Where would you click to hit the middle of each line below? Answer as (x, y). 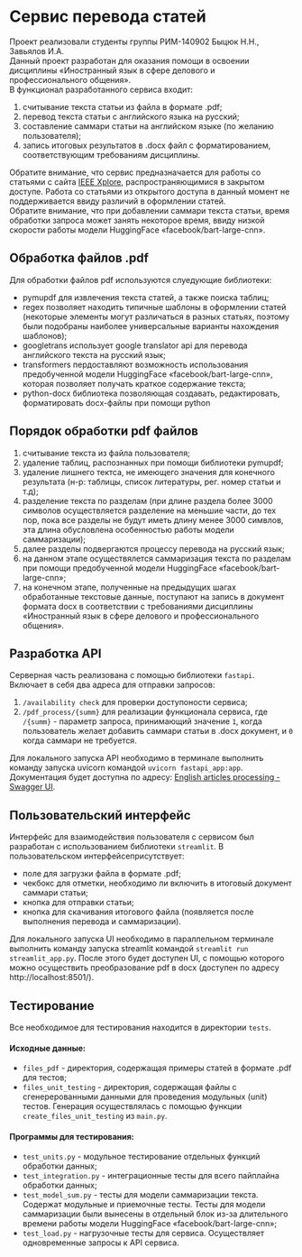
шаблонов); (45, 335)
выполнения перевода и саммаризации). (102, 922)
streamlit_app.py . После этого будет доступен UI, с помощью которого (147, 959)
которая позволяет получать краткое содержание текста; (134, 383)
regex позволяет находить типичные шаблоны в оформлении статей (154, 307)
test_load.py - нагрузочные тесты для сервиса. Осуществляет (143, 1234)
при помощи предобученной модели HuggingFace (119, 568)
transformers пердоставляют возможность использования (135, 364)
